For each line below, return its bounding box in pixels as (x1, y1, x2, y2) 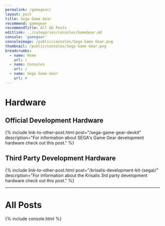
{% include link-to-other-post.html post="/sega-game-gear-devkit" (5, 129, 141, 135)
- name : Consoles (9, 62, 45, 67)
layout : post (5, 12, 32, 17)
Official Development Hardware (5, 116, 104, 125)
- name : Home (9, 53, 36, 58)
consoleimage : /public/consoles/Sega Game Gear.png (5, 39, 113, 44)
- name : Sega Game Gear (9, 71, 58, 76)
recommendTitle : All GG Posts (5, 26, 67, 30)
